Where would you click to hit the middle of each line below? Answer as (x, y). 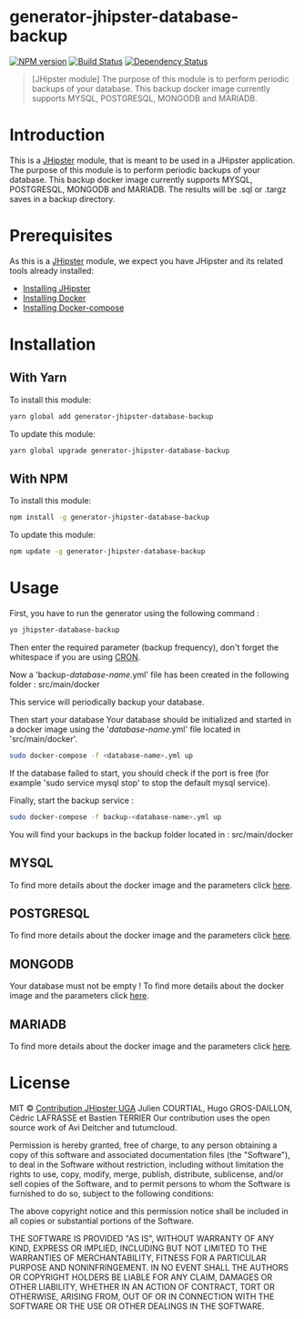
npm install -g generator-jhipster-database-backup (109, 517)
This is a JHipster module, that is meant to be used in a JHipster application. (152, 160)
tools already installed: (51, 270)
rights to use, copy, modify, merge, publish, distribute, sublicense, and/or (147, 1174)
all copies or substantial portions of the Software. (101, 1221)
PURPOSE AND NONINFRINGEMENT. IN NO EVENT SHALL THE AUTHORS (149, 1267)
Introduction (57, 135)
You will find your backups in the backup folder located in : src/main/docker (152, 834)
